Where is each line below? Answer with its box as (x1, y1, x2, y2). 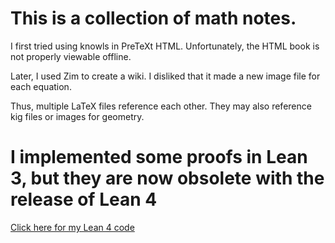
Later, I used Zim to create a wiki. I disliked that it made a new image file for (10, 70, 321, 82)
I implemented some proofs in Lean (10, 146, 308, 169)
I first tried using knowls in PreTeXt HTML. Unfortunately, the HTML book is (10, 40, 320, 52)
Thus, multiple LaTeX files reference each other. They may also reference (10, 100, 312, 112)
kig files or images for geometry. (10, 110, 145, 122)
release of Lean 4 (10, 188, 158, 211)
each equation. (10, 80, 72, 92)
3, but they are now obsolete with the (10, 167, 325, 190)
